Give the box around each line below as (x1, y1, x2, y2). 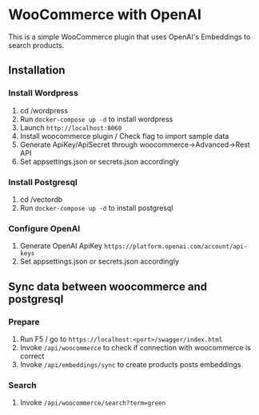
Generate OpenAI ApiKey (19, 241, 102, 251)
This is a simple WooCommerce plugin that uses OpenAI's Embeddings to (8, 32, 251, 41)
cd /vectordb (19, 194, 63, 204)
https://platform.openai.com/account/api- (103, 243, 248, 251)
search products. (8, 40, 65, 49)
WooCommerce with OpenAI (8, 6, 202, 24)
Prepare (8, 316, 40, 327)
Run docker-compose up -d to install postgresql (19, 203, 173, 212)
